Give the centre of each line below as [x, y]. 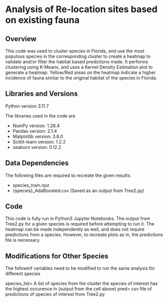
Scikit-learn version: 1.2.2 [39, 142]
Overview [21, 39]
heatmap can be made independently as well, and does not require [75, 230]
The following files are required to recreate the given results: [68, 175]
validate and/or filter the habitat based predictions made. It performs [77, 62]
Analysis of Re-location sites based [81, 9]
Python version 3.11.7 [27, 106]
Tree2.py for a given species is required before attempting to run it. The [80, 224]
